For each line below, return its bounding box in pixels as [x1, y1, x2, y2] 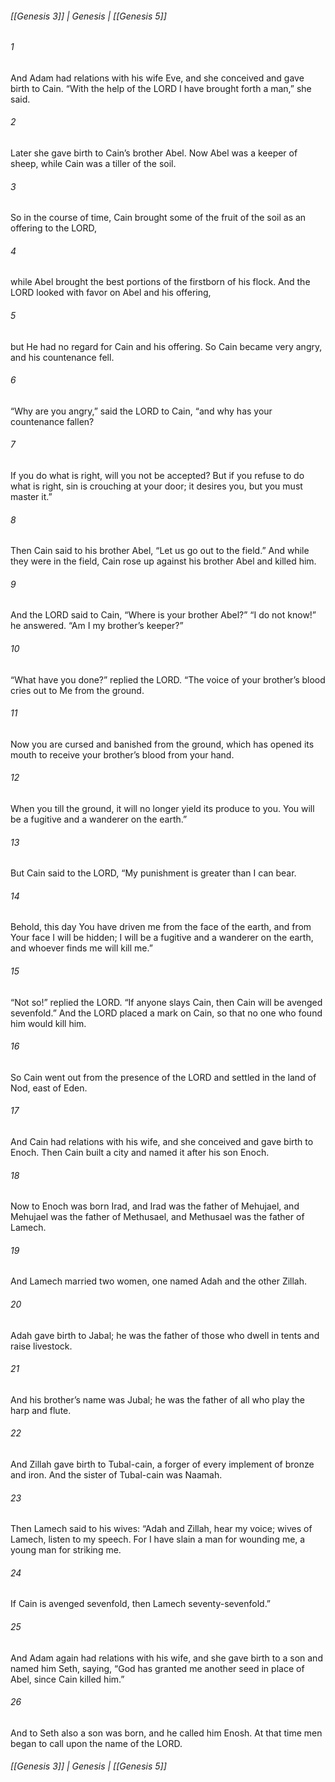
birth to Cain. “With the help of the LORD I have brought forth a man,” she [10, 82, 312, 94]
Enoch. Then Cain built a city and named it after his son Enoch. [10, 1147, 270, 1159]
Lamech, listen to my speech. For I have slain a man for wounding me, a [10, 1533, 306, 1546]
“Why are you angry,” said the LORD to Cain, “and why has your [10, 405, 273, 417]
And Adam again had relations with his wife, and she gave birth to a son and [10, 1652, 323, 1664]
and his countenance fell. [10, 351, 115, 363]
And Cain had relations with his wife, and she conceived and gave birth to [10, 1136, 314, 1148]
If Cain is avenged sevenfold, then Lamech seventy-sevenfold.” [10, 1598, 272, 1610]
